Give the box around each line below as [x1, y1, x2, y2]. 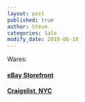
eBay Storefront [7, 71, 54, 79]
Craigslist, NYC [7, 87, 53, 95]
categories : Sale [7, 29, 57, 37]
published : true [7, 17, 54, 24]
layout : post [7, 10, 45, 17]
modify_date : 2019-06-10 [7, 36, 79, 43]
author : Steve [7, 23, 48, 30]
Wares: [7, 55, 28, 63]
